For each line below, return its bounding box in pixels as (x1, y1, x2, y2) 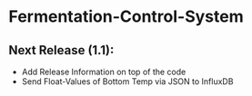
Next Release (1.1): (8, 43, 115, 58)
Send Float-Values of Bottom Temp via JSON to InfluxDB (21, 76, 234, 87)
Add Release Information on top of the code (21, 66, 186, 77)
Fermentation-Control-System (8, 6, 244, 27)
